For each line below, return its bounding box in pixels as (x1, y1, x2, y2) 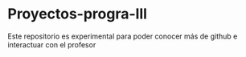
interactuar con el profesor (7, 39, 96, 49)
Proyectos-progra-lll (7, 5, 148, 23)
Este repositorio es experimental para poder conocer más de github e (7, 31, 238, 41)
